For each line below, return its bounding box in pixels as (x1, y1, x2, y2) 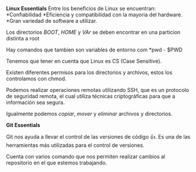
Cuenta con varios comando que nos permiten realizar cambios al (6, 153, 165, 160)
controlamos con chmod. (6, 75, 67, 82)
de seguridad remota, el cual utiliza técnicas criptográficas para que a (6, 93, 175, 99)
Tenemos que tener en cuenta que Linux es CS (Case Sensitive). (6, 58, 162, 64)
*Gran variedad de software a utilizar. (6, 18, 97, 24)
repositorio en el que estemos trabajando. (6, 159, 107, 166)
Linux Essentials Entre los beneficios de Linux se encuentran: (6, 5, 156, 12)
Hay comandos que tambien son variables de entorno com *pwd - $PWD (6, 46, 183, 53)
